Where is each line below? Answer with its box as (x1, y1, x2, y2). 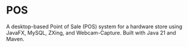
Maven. (6, 35, 25, 42)
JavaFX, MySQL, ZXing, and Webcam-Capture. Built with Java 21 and (6, 29, 177, 36)
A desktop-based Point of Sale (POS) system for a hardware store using (6, 23, 183, 30)
